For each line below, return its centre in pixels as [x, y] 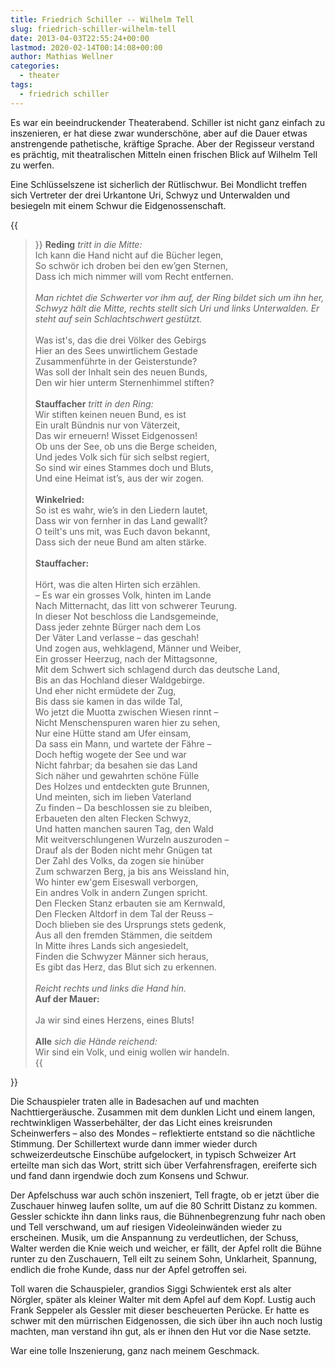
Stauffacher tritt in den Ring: [94, 403]
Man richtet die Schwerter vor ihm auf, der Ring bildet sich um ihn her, [179, 297]
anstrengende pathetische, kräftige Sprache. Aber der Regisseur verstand [162, 143]
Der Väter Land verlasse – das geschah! [117, 637]
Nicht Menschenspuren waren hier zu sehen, [127, 722]
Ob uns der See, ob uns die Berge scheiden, [126, 446]
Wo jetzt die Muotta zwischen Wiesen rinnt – [126, 712]
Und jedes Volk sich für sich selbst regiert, [122, 457]
